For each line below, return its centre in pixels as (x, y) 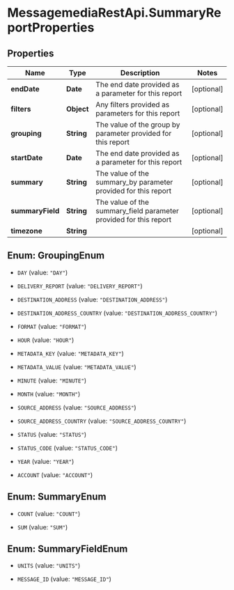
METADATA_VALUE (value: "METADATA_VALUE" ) (77, 366)
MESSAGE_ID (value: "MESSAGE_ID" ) (64, 579)
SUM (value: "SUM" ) (42, 527)
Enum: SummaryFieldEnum (68, 549)
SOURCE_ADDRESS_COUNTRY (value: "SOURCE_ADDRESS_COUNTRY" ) (102, 421)
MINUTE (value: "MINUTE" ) (52, 380)
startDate (27, 158)
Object (77, 109)
